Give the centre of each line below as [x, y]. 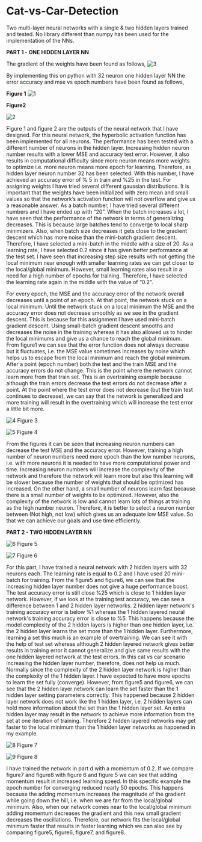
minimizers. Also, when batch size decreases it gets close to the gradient [97, 231]
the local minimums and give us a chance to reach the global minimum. [94, 338]
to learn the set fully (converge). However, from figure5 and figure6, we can [100, 682]
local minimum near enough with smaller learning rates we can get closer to [100, 262]
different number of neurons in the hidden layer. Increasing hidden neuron [98, 147]
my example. [22, 733]
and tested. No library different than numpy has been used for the [88, 34]
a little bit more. [26, 409]
